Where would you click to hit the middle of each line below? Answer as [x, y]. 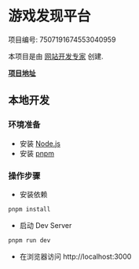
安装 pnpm [37, 153]
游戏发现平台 [50, 16]
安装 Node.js [40, 144]
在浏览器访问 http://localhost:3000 [75, 256]
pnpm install [29, 209]
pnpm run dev [29, 240]
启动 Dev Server [46, 225]
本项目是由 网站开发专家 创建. [56, 56]
